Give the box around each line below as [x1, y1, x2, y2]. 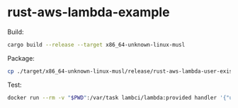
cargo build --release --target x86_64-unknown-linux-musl [7, 41, 186, 48]
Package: [7, 54, 35, 62]
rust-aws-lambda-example [7, 4, 170, 20]
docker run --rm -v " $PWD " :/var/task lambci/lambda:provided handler [7, 94, 217, 101]
